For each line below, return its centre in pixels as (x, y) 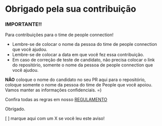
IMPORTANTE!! (23, 24)
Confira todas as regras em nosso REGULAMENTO (56, 100)
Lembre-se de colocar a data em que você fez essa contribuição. (78, 55)
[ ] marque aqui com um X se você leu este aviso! (55, 119)
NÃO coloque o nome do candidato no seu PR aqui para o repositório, (75, 80)
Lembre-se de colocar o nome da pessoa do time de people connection (85, 44)
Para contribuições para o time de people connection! (59, 35)
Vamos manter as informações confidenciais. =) (53, 90)
